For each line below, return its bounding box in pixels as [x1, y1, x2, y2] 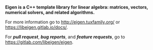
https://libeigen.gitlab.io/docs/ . [5, 24, 68, 30]
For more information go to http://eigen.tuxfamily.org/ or [5, 19, 120, 25]
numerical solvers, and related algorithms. [5, 9, 95, 15]
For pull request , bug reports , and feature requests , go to [5, 34, 125, 40]
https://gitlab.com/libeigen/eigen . [5, 39, 74, 45]
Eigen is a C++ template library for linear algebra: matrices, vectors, [5, 4, 148, 10]
